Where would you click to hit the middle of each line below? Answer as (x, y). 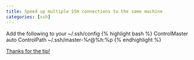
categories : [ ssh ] (28, 17)
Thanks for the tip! (28, 51)
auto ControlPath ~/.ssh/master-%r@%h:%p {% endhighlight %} (84, 40)
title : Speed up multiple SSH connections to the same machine (84, 11)
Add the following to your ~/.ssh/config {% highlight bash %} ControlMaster (97, 33)
